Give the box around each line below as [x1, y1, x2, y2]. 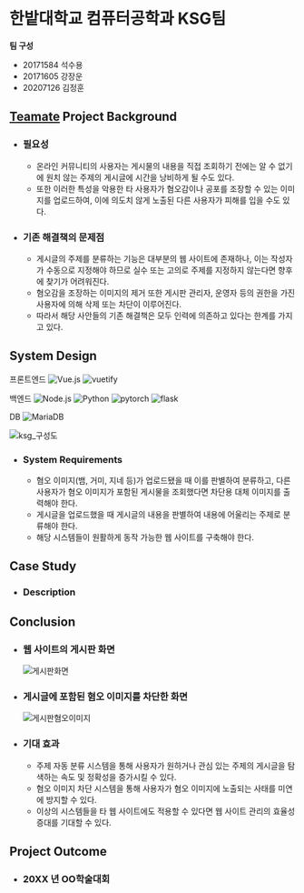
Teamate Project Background [9, 109, 178, 125]
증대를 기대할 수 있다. [35, 817, 112, 828]
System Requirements [22, 453, 123, 466]
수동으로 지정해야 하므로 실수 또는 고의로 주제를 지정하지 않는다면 [45, 265, 277, 276]
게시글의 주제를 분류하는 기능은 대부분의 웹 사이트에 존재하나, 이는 [35, 253, 270, 264]
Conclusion [9, 614, 76, 629]
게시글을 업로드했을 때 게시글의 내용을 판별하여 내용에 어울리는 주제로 [35, 509, 281, 520]
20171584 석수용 [22, 59, 83, 70]
